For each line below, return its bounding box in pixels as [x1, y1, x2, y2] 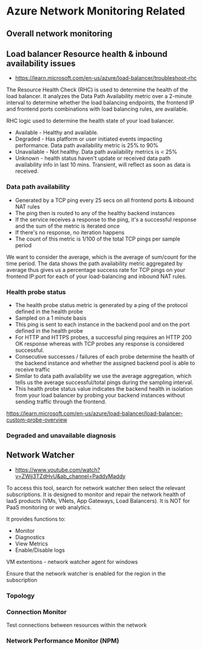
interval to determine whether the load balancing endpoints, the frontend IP [6, 99, 195, 107]
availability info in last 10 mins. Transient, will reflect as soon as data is [15, 161, 191, 168]
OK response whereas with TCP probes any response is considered [15, 340, 184, 347]
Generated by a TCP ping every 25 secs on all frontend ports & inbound [15, 196, 194, 204]
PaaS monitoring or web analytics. [6, 503, 92, 511]
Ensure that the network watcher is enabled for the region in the [6, 569, 166, 577]
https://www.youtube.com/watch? [15, 466, 101, 473]
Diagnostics [15, 533, 45, 540]
